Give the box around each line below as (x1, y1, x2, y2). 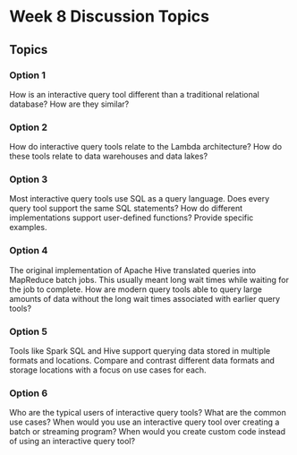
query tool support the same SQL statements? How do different (9, 203, 243, 214)
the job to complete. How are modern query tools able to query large (9, 284, 262, 295)
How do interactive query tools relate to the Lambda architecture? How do (9, 142, 283, 152)
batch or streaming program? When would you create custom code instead (9, 426, 286, 437)
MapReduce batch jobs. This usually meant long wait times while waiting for (9, 274, 289, 285)
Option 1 (9, 69, 47, 82)
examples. (9, 222, 47, 233)
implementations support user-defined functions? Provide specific (9, 212, 254, 223)
